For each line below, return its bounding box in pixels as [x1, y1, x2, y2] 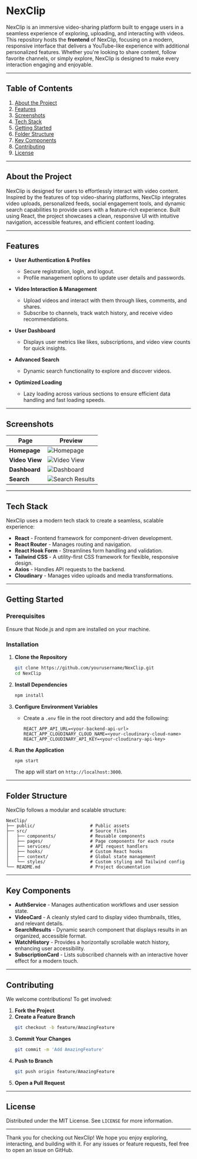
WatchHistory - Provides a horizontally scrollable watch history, [14, 939, 170, 946]
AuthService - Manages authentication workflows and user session [14, 901, 179, 909]
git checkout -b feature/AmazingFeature [14, 1024, 115, 1030]
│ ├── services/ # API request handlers [6, 843, 148, 850]
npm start [14, 758, 39, 763]
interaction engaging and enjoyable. [6, 61, 93, 68]
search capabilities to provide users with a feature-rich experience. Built [6, 206, 181, 213]
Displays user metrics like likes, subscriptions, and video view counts [23, 339, 191, 346]
